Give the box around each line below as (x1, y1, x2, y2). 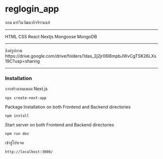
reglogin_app (5, 3, 59, 15)
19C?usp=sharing (5, 58, 40, 64)
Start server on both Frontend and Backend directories (5, 122, 114, 128)
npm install (5, 113, 29, 118)
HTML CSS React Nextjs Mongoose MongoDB (5, 33, 98, 39)
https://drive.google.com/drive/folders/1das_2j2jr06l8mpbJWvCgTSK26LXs (5, 53, 157, 59)
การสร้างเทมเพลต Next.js (5, 86, 48, 92)
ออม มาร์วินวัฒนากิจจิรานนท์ (5, 19, 50, 25)
